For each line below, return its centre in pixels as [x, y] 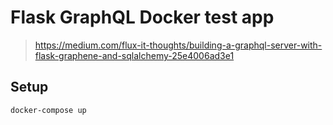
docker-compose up [48, 110]
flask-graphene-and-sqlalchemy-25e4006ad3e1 [134, 55]
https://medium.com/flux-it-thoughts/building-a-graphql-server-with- [178, 45]
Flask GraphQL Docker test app [142, 17]
